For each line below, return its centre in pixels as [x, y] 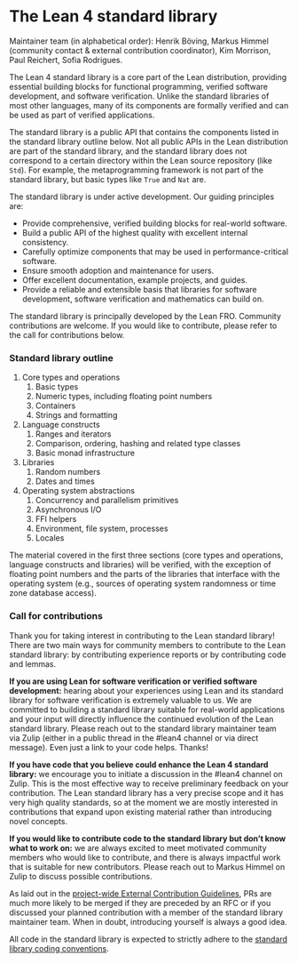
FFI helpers [56, 519]
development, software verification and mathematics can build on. [143, 299]
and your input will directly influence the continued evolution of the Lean [141, 718]
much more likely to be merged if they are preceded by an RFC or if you [140, 903]
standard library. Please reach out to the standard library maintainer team [143, 728]
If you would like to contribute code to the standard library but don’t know [148, 839]
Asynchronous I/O [68, 510]
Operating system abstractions [78, 491]
